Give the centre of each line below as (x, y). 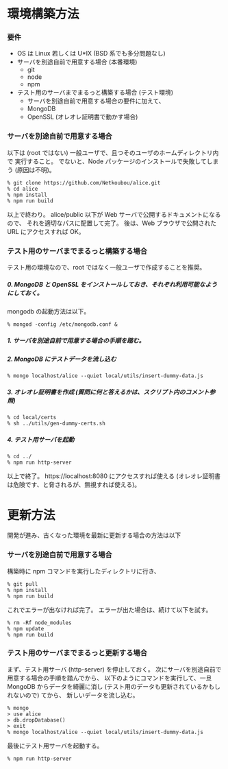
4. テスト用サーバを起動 (41, 439)
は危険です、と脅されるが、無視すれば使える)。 (74, 485)
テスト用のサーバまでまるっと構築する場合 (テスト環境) (95, 93)
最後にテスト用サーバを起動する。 (55, 746)
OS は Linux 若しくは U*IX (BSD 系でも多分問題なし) (91, 54)
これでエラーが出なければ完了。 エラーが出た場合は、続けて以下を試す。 (110, 610)
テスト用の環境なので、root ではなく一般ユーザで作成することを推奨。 (106, 268)
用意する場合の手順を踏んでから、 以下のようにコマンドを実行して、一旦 (110, 678)
